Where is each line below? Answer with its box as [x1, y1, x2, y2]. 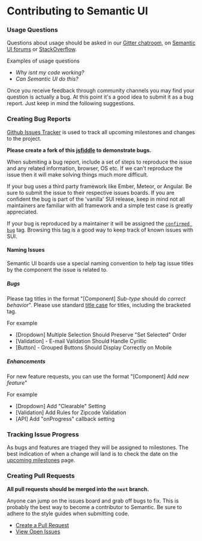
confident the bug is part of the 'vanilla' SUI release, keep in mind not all [7, 195, 185, 203]
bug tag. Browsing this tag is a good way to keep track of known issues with [7, 226, 194, 233]
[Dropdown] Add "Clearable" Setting [15, 402, 106, 409]
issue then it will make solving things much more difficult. [7, 171, 149, 178]
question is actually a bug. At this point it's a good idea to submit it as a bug [7, 93, 194, 100]
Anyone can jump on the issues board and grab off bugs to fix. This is [7, 497, 179, 504]
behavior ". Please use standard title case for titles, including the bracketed [7, 301, 191, 308]
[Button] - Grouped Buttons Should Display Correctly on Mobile [15, 344, 172, 351]
